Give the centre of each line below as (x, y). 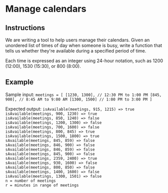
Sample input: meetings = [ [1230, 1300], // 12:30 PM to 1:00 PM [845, (83, 94)
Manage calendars (46, 9)
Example (19, 82)
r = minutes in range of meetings (42, 185)
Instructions (25, 28)
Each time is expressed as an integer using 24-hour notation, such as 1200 (84, 61)
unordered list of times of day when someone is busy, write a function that (84, 45)
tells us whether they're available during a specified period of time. (76, 51)
